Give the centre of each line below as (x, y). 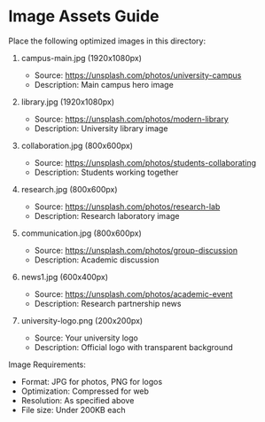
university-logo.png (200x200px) (82, 320)
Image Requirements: (47, 364)
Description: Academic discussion (97, 260)
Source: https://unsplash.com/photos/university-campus (138, 75)
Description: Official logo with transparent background (134, 347)
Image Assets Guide (84, 16)
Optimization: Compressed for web (85, 391)
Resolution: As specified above (78, 400)
